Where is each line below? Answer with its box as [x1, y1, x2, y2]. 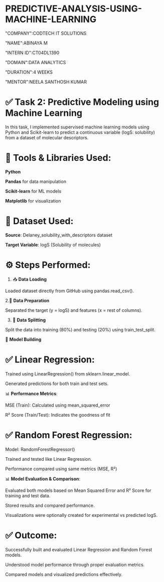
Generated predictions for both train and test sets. [5, 380, 109, 386]
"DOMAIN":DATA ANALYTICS [5, 59, 66, 65]
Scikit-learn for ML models [5, 188, 62, 194]
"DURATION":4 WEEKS [5, 69, 53, 75]
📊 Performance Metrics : [5, 391, 58, 397]
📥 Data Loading [12, 276, 47, 282]
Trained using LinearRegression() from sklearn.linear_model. [5, 370, 130, 376]
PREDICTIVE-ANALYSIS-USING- [5, 3, 142, 15]
